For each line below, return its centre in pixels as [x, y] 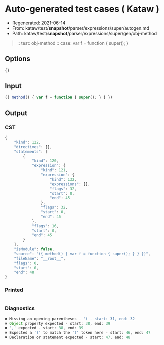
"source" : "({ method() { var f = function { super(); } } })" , [82, 254]
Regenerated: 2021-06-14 [39, 23]
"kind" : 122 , [28, 142]
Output [16, 113]
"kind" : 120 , [45, 161]
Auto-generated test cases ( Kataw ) [82, 9]
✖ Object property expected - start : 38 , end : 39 [58, 323]
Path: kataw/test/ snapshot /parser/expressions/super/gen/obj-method [85, 33]
